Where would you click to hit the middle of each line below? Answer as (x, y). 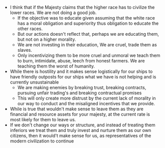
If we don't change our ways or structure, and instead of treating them (82, 125)
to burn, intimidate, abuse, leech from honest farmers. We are (81, 61)
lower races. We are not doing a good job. (53, 13)
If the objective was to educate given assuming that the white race (86, 18)
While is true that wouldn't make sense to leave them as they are (77, 109)
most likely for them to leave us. (43, 120)
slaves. (25, 50)
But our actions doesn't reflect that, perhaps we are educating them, (88, 34)
